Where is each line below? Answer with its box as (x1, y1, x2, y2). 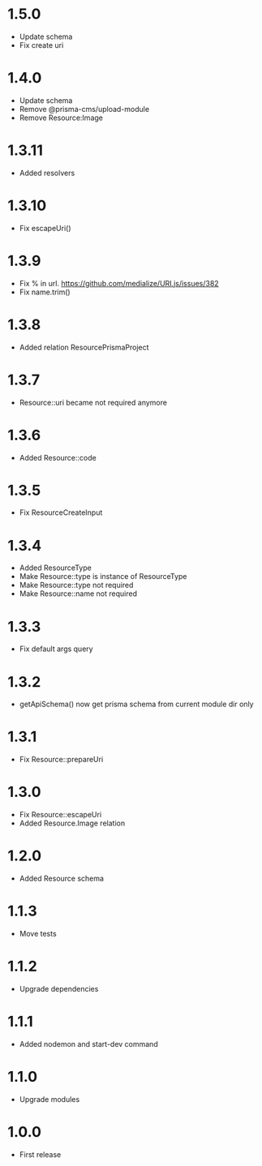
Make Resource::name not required (19, 589, 137, 598)
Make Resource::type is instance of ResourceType (19, 572, 187, 581)
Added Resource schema (19, 873, 105, 884)
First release (19, 1149, 62, 1160)
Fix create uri (19, 40, 64, 49)
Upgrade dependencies (19, 984, 99, 993)
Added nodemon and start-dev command (19, 1039, 159, 1048)
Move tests (19, 929, 58, 938)
